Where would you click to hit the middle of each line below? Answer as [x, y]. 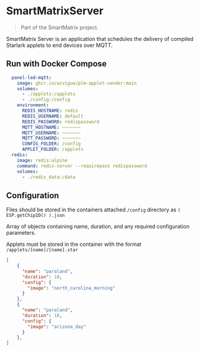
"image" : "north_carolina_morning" [72, 288]
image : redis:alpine [42, 160]
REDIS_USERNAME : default [53, 116]
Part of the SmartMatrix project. [59, 27]
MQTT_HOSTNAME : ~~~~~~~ [51, 127]
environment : [33, 105]
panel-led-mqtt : [31, 78]
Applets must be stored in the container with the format [74, 244]
